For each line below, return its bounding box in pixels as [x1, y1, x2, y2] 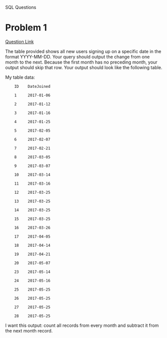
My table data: [5, 74, 35, 80]
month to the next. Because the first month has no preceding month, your [5, 59, 157, 65]
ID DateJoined [14, 84, 51, 89]
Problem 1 [5, 22, 47, 33]
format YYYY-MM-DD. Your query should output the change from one [5, 53, 150, 60]
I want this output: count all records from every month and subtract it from [5, 322, 159, 328]
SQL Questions [5, 5, 37, 10]
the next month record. [5, 327, 53, 333]
